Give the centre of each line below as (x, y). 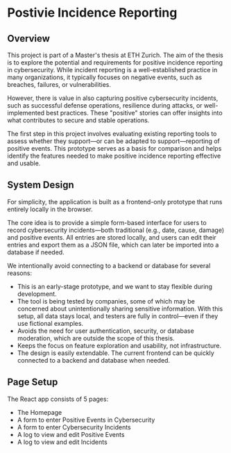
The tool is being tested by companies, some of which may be (106, 301)
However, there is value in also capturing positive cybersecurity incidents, (113, 98)
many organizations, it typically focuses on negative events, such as (105, 77)
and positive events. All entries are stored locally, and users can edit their (112, 237)
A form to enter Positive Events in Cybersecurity (86, 420)
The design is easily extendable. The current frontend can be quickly (116, 353)
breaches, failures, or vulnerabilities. (59, 84)
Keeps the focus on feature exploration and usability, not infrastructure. (119, 345)
